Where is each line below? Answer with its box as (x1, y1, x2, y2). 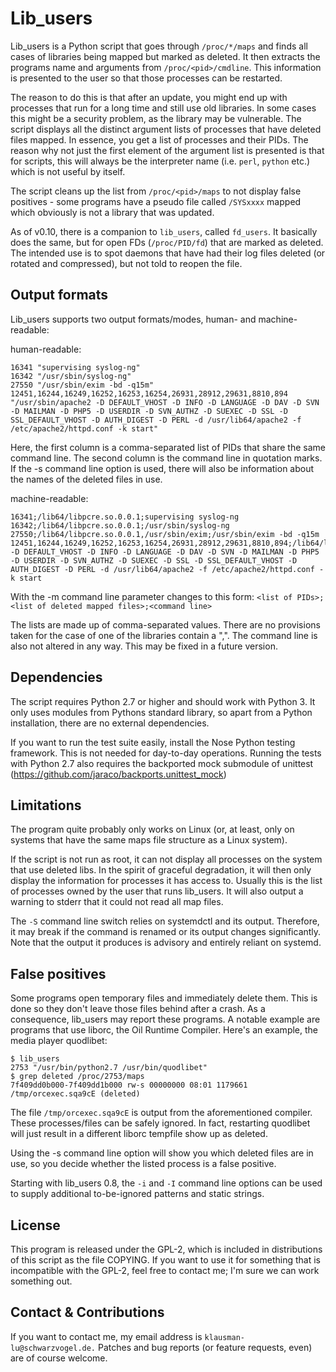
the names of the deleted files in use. (10, 473, 163, 485)
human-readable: (10, 343, 82, 355)
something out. (10, 1275, 73, 1287)
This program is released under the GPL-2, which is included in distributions (10, 1243, 323, 1255)
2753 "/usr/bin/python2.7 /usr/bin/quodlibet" (10, 1063, 208, 1073)
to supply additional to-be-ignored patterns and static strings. (10, 1188, 265, 1200)
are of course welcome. (10, 1352, 108, 1364)
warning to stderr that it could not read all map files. (10, 896, 224, 908)
